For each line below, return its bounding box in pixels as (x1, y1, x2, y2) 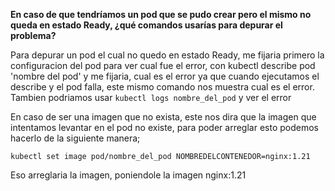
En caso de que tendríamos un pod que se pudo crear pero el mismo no (10, 9, 312, 20)
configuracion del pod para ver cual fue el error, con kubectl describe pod (10, 60, 316, 71)
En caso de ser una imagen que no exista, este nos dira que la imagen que (10, 111, 317, 123)
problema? (10, 30, 57, 41)
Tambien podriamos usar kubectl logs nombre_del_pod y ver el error (10, 92, 292, 103)
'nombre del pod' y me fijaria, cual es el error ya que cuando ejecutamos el (10, 70, 320, 82)
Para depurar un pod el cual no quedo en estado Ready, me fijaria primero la (10, 49, 325, 61)
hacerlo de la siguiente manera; (10, 132, 141, 144)
